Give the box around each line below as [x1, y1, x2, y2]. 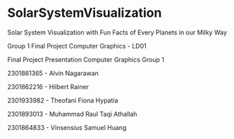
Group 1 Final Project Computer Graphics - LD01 [7, 41, 147, 50]
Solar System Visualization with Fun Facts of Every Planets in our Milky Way [7, 28, 228, 37]
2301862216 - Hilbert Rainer [7, 82, 90, 91]
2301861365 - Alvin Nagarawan [7, 69, 99, 77]
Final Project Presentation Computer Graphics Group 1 [7, 55, 164, 64]
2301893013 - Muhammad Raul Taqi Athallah [7, 110, 137, 118]
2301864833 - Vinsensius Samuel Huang [7, 123, 127, 131]
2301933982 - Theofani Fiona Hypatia [7, 96, 118, 105]
